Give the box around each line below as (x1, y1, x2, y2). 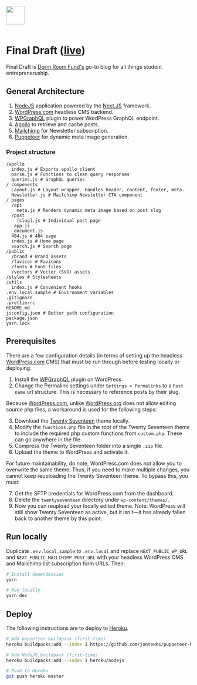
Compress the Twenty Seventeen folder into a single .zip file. (14, 442, 164, 449)
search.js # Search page (11, 244, 72, 249)
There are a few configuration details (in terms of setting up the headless (6, 352, 183, 359)
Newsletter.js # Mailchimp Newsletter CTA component (11, 192, 143, 198)
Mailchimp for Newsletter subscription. (14, 127, 108, 134)
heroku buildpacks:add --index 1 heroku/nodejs (6, 657, 125, 663)
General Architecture (6, 86, 85, 96)
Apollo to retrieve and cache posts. (14, 120, 100, 128)
